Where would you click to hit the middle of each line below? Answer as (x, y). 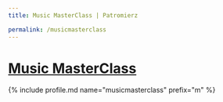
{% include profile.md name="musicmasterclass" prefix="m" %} (112, 90)
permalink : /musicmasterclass (58, 29)
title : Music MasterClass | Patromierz (73, 15)
